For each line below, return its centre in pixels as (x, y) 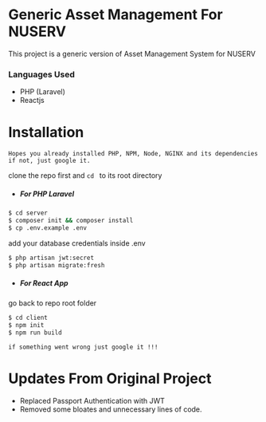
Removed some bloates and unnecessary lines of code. (111, 409)
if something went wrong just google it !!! (83, 347)
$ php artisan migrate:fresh (57, 265)
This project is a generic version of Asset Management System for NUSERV (132, 53)
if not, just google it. (49, 161)
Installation (46, 132)
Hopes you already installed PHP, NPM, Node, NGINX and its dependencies (133, 154)
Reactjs (32, 101)
